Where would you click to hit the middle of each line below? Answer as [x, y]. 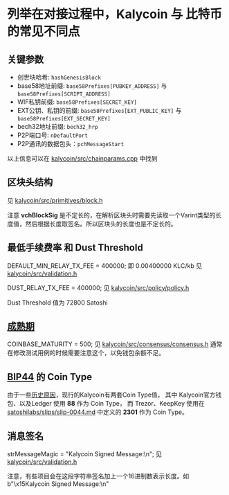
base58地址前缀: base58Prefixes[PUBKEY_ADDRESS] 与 [92, 86]
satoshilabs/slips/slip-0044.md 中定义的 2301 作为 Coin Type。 [98, 412]
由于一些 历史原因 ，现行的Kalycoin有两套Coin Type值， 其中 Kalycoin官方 [111, 395]
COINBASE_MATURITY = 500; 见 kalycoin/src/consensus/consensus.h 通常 [115, 344]
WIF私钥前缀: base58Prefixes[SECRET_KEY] [77, 102]
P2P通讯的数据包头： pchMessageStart [71, 144]
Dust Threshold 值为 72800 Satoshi [58, 303]
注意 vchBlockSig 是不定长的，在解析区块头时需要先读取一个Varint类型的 [111, 215]
